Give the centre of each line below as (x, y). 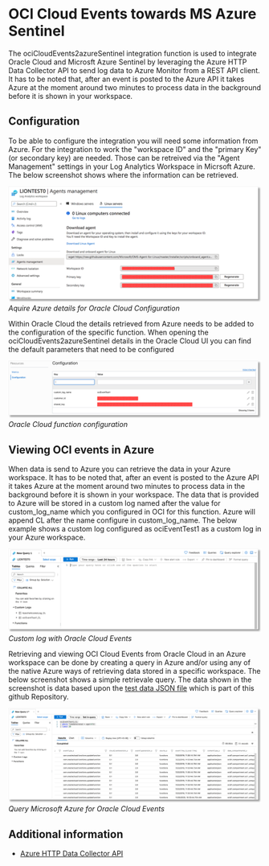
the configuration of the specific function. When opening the (108, 332)
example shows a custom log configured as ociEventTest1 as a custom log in (135, 529)
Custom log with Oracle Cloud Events (70, 638)
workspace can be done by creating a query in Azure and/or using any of (130, 662)
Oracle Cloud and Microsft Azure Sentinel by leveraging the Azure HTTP (128, 62)
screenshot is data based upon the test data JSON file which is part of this (131, 687)
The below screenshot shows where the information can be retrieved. (123, 174)
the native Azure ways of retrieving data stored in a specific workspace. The (134, 671)
